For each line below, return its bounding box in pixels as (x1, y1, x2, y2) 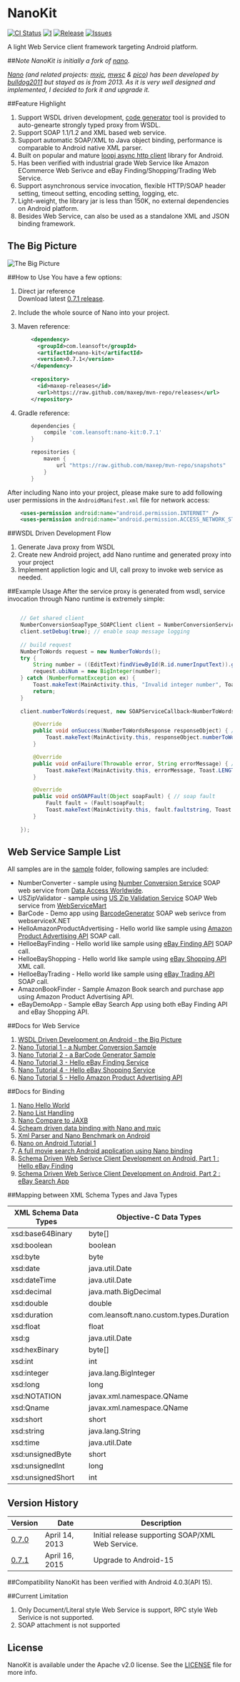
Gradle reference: (17, 409, 70, 417)
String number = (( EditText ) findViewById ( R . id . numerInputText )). (33, 661, 232, 669)
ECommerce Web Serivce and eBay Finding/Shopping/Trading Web (17, 166, 216, 174)
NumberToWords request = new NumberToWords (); (20, 648, 161, 655)
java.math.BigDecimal (88, 1287, 161, 1297)
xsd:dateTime (11, 1275, 56, 1285)
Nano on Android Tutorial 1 (17, 1139, 96, 1148)
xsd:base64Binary (11, 1229, 73, 1239)
